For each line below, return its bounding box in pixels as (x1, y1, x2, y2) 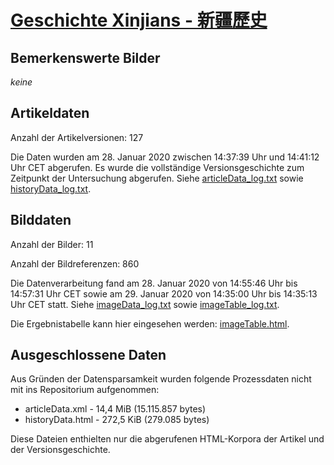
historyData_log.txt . (10, 182, 92, 195)
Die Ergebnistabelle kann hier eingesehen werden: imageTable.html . (10, 317, 290, 330)
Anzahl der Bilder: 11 (10, 238, 94, 250)
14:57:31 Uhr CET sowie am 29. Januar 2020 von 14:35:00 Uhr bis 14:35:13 (10, 287, 318, 300)
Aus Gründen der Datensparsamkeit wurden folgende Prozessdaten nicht (10, 373, 312, 385)
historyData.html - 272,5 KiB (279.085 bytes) (24, 414, 210, 426)
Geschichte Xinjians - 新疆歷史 (10, 9, 268, 32)
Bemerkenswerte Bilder (10, 49, 161, 66)
